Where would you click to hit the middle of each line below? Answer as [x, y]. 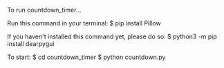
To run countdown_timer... [44, 10]
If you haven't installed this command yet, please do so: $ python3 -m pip [112, 36]
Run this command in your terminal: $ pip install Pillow [84, 23]
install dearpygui [31, 44]
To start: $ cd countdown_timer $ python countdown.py [86, 57]
